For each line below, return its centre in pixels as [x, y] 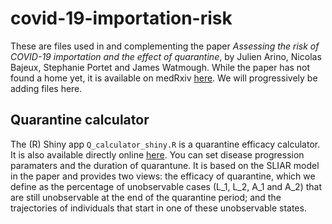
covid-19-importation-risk [121, 18]
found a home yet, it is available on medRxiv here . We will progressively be [164, 78]
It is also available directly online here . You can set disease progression [157, 154]
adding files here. [46, 88]
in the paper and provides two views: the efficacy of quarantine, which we [163, 176]
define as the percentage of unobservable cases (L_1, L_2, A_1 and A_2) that [166, 186]
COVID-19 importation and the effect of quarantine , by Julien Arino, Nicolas [166, 56]
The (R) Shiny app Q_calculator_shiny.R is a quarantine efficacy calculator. [165, 144]
